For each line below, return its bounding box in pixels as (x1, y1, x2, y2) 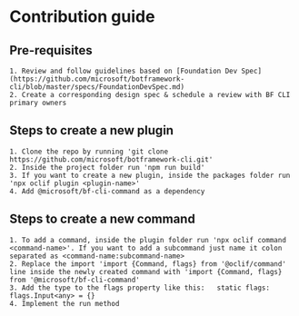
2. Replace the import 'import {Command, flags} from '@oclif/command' (9, 259, 286, 269)
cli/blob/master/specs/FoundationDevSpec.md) (9, 83, 184, 92)
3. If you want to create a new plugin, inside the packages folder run (9, 171, 291, 180)
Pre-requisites (9, 43, 93, 58)
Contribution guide (9, 6, 155, 27)
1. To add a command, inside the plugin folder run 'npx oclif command (9, 235, 286, 244)
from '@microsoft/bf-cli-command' (9, 275, 141, 284)
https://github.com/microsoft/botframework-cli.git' (9, 154, 214, 164)
